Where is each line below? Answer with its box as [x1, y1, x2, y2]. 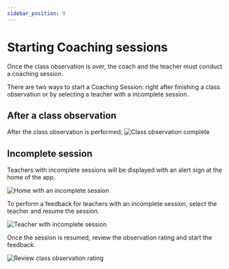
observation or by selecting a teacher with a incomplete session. [7, 90, 189, 98]
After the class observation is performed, [7, 128, 123, 136]
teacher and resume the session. [7, 207, 100, 216]
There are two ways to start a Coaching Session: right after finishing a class [7, 83, 221, 91]
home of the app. [7, 173, 56, 181]
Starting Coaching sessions [7, 39, 168, 55]
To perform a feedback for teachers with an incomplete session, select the [7, 200, 217, 208]
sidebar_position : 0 [7, 10, 66, 17]
